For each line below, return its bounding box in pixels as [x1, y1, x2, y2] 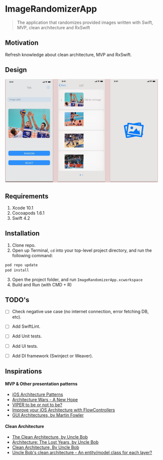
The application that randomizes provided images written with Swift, [16, 19, 154, 25]
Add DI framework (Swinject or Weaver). [12, 353, 93, 358]
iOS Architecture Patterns [12, 391, 63, 397]
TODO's [5, 296, 30, 304]
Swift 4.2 [12, 215, 30, 221]
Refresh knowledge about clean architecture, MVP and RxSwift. [5, 52, 132, 57]
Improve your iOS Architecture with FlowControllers [12, 407, 115, 413]
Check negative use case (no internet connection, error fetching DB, [12, 309, 149, 315]
